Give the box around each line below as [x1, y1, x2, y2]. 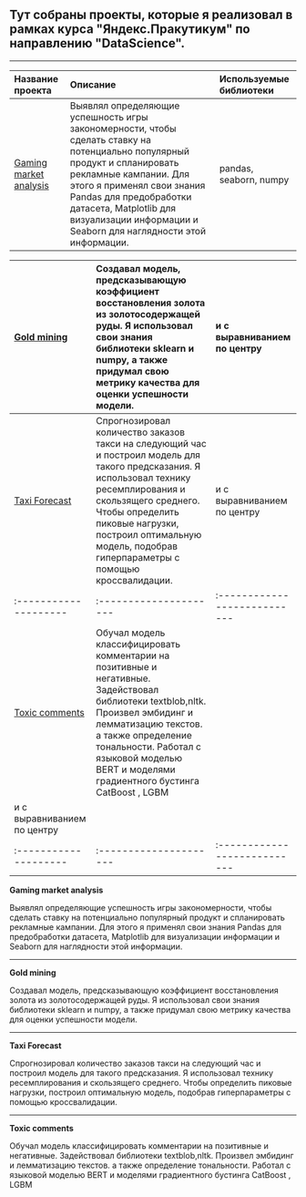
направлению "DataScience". [9, 36, 185, 51]
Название [14, 72, 59, 85]
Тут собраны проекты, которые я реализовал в [9, 7, 293, 23]
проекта [14, 84, 52, 97]
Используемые [219, 72, 290, 85]
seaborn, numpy [219, 173, 290, 186]
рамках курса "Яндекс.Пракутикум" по [9, 22, 250, 37]
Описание [69, 77, 117, 90]
